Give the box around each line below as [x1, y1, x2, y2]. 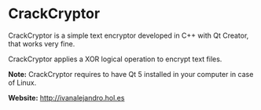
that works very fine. [8, 38, 75, 48]
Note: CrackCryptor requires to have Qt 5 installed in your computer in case [8, 69, 254, 79]
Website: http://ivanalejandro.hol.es [8, 93, 125, 102]
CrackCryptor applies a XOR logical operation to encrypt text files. [8, 54, 222, 64]
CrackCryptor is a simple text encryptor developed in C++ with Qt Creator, [8, 31, 249, 40]
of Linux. [8, 78, 37, 87]
